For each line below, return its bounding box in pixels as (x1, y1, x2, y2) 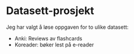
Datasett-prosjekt (6, 4, 95, 18)
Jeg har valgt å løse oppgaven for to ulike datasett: (6, 23, 129, 31)
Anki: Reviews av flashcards (14, 35, 83, 42)
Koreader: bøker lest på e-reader (14, 41, 94, 48)
